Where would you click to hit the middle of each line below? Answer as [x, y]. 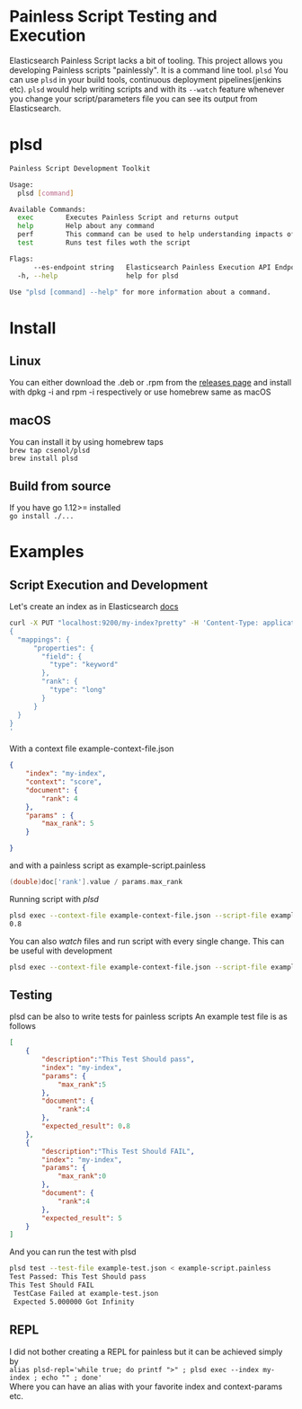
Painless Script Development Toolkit [80, 168]
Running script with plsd [54, 899]
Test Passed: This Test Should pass [78, 1277]
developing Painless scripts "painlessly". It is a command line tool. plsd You [149, 70]
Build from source [60, 486]
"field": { [62, 656]
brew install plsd [44, 459]
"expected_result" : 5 [82, 1218]
